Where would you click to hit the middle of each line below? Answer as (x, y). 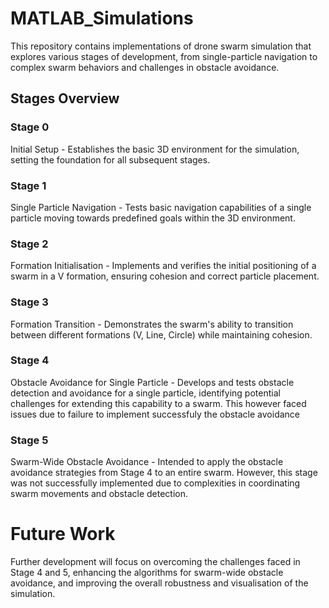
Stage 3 (29, 302)
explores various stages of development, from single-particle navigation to (164, 56)
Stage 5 (29, 440)
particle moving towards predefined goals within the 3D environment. (153, 218)
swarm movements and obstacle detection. (99, 494)
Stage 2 (29, 244)
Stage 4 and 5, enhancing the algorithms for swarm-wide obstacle (147, 573)
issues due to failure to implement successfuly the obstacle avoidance (155, 414)
